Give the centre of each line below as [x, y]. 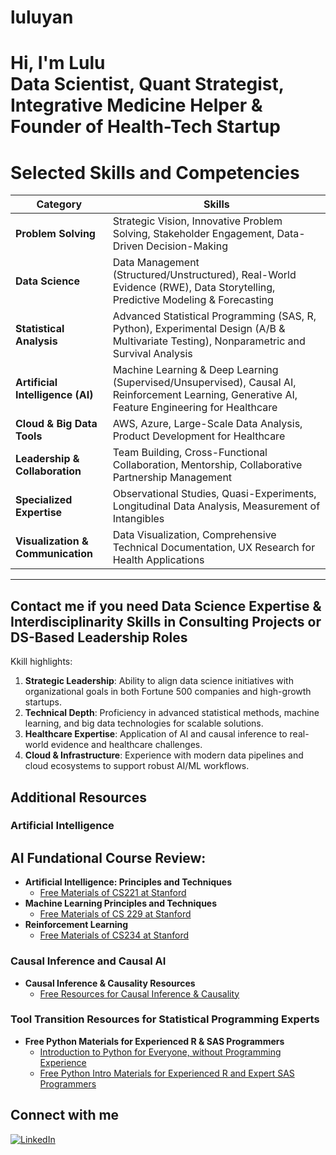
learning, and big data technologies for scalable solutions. [144, 723]
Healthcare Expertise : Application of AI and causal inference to [156, 734]
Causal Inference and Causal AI [88, 961]
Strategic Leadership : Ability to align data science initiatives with [159, 681]
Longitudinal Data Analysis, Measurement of [216, 506]
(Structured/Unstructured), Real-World [204, 275]
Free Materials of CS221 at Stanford [113, 893]
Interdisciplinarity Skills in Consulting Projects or [166, 621]
